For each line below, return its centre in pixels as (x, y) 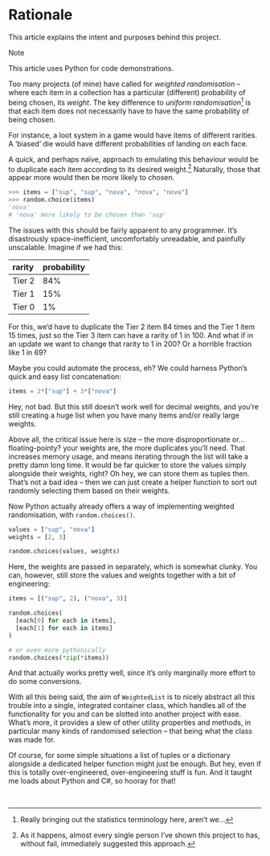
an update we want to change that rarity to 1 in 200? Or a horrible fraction (130, 344)
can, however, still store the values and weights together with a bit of (122, 575)
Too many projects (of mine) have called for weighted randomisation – (125, 84)
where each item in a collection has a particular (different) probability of (127, 92)
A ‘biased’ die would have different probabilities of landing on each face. (128, 143)
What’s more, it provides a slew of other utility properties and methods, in (130, 722)
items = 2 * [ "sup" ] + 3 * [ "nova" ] (62, 391)
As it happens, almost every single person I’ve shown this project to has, (140, 835)
